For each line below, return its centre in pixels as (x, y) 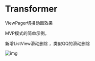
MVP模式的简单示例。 (27, 33)
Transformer (31, 9)
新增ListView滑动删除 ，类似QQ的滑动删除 (47, 43)
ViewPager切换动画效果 (29, 23)
